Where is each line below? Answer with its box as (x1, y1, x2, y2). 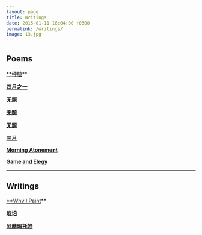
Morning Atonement (6, 146, 58, 154)
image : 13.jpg (6, 31, 42, 37)
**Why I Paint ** (6, 197, 47, 204)
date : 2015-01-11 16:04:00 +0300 (6, 20, 90, 26)
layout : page (6, 8, 39, 15)
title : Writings (6, 14, 47, 20)
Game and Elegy (6, 158, 48, 165)
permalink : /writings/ (6, 25, 63, 32)
